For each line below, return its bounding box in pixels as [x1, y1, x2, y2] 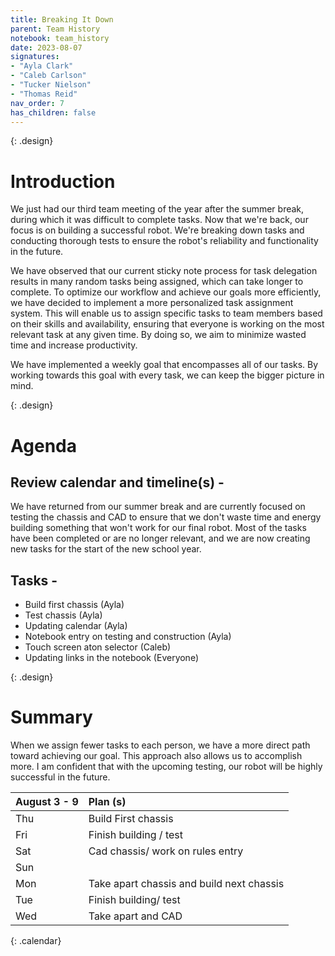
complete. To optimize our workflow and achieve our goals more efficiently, [10, 286, 322, 298]
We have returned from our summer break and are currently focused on [10, 501, 306, 513]
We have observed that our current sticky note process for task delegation [10, 265, 318, 277]
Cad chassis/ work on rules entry [88, 844, 244, 858]
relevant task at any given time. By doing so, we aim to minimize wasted [10, 329, 307, 341]
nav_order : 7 [10, 98, 65, 108]
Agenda [10, 434, 77, 457]
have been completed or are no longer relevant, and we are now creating [10, 532, 311, 545]
